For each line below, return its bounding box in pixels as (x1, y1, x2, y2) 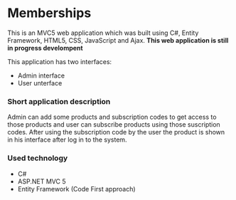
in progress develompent (7, 43, 83, 52)
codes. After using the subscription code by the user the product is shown (7, 128, 225, 137)
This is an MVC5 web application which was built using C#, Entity (7, 28, 199, 37)
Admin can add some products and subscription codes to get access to (7, 112, 217, 122)
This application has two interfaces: (7, 57, 112, 65)
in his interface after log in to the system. (7, 135, 127, 144)
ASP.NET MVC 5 (17, 177, 66, 186)
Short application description (7, 96, 111, 106)
